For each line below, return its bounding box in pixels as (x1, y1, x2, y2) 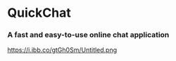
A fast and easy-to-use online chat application (7, 30, 170, 40)
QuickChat (7, 5, 72, 21)
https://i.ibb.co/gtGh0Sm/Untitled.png (7, 46, 118, 54)
